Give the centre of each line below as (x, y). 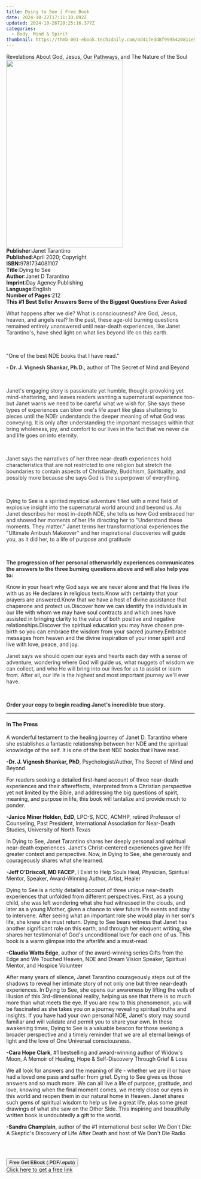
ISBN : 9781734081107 (32, 264)
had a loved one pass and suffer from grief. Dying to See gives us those (95, 1077)
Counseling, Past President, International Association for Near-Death (91, 824)
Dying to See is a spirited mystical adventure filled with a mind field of (92, 501)
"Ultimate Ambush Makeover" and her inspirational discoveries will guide (96, 533)
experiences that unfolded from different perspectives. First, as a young (95, 897)
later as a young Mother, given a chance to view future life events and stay (98, 909)
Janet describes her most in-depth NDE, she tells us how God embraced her (100, 514)
